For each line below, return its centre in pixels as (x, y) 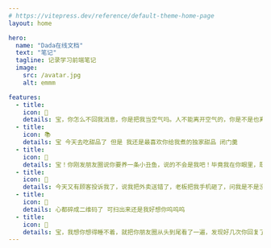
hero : (17, 38)
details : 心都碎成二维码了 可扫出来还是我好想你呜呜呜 (104, 209)
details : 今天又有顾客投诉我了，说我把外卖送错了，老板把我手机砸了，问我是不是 (141, 187)
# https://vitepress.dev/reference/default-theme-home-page (112, 16)
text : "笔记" (36, 53)
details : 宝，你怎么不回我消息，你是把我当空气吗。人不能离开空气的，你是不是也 (141, 120)
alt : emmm (40, 83)
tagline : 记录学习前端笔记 (56, 60)
